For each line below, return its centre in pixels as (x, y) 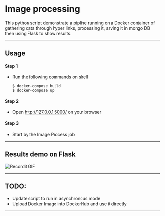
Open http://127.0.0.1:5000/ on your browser (57, 112)
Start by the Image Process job (43, 134)
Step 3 (12, 123)
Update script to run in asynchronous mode (56, 198)
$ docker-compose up (33, 90)
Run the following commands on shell (50, 77)
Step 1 (12, 66)
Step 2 (12, 101)
